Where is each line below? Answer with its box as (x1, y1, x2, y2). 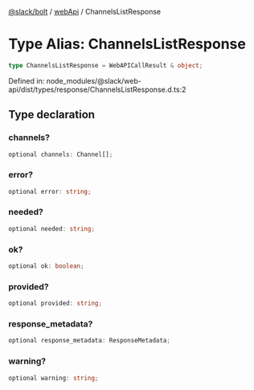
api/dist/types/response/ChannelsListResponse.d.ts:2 (8, 84, 186, 94)
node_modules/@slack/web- (46, 76, 142, 85)
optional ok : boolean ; (8, 262, 84, 270)
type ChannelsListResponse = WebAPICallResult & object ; (8, 61, 203, 69)
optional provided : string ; (8, 299, 103, 308)
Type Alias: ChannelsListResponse (8, 35, 247, 53)
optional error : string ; (8, 187, 92, 195)
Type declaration (8, 108, 95, 121)
